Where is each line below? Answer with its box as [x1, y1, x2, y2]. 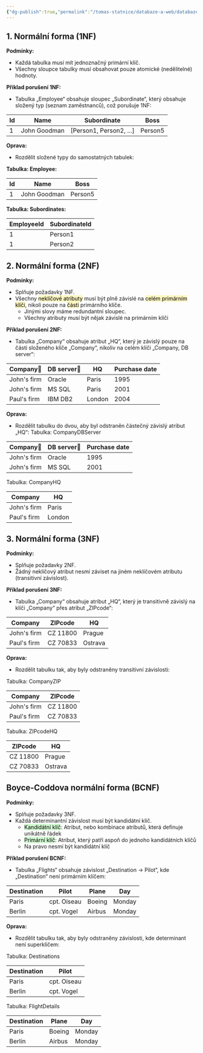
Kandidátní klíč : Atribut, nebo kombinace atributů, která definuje [24, 823, 183, 831]
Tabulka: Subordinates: [6, 205, 66, 213]
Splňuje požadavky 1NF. [14, 288, 75, 296]
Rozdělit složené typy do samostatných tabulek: [14, 154, 135, 161]
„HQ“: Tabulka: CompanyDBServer [14, 428, 101, 436]
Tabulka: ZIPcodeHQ [6, 728, 58, 735]
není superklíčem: [14, 940, 60, 948]
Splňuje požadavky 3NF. [14, 810, 76, 818]
